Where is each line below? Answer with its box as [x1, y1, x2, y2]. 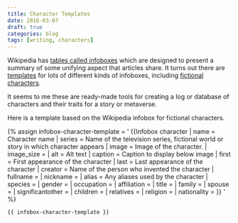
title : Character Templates [7, 10, 91, 18]
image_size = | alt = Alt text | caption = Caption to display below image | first [7, 150, 231, 159]
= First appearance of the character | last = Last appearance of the [7, 157, 204, 166]
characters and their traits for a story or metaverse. [7, 100, 158, 108]
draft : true [7, 23, 43, 30]
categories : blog [7, 30, 59, 38]
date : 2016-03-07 [7, 17, 59, 24]
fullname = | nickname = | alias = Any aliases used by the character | [7, 173, 208, 181]
